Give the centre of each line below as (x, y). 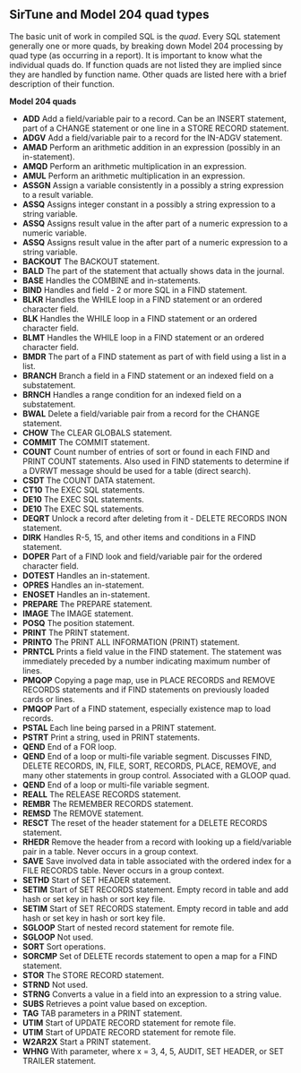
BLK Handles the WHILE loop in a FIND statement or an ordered (140, 318)
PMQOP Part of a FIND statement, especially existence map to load (146, 708)
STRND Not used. (55, 984)
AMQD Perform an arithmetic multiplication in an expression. (134, 166)
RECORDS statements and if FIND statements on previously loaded (146, 690)
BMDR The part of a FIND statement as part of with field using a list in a (154, 356)
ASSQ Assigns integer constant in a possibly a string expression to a (149, 204)
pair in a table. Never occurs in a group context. (110, 851)
